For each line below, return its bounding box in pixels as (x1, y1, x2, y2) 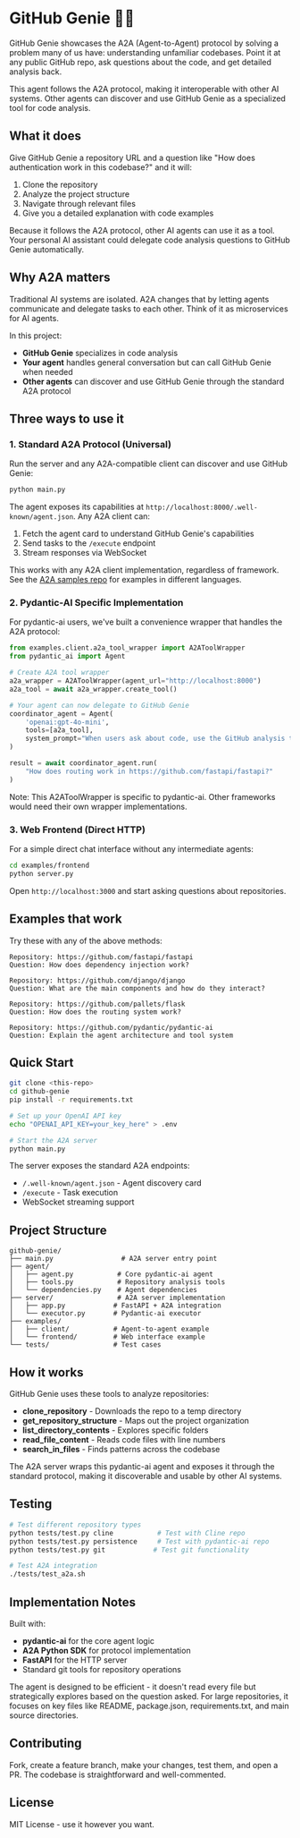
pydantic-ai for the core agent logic (21, 1635, 154, 1646)
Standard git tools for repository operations (21, 1664, 181, 1674)
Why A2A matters (9, 270, 111, 285)
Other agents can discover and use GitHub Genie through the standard (21, 376, 285, 387)
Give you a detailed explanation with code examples (21, 208, 214, 218)
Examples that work (9, 912, 122, 927)
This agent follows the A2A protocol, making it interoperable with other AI (9, 83, 279, 94)
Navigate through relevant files (21, 198, 137, 208)
